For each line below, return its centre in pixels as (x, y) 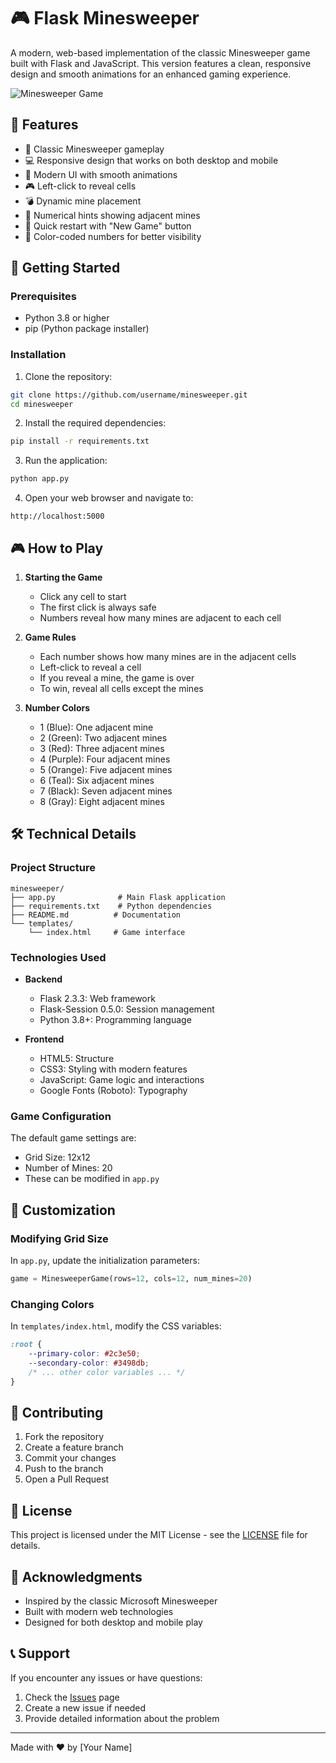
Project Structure (53, 868)
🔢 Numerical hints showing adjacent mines (112, 215)
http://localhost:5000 (57, 516)
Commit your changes (70, 1458)
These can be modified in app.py (92, 1179)
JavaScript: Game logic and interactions (122, 1080)
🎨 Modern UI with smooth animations (101, 174)
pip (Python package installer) (87, 329)
